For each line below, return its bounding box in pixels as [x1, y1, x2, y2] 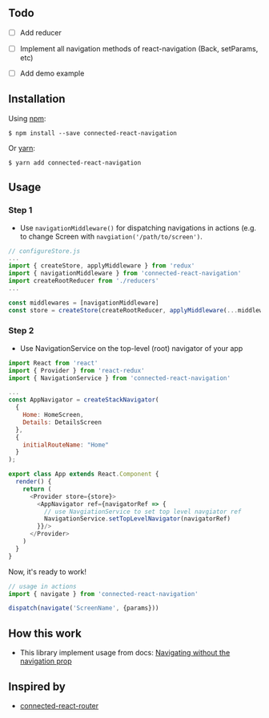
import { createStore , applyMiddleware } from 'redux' [8, 262, 195, 270]
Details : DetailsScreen [22, 418, 102, 426]
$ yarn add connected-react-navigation [8, 158, 142, 167]
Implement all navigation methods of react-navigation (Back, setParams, [19, 43, 259, 53]
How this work [8, 626, 82, 640]
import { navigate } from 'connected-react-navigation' [8, 589, 199, 598]
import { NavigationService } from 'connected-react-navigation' [8, 373, 231, 382]
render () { [15, 478, 52, 486]
